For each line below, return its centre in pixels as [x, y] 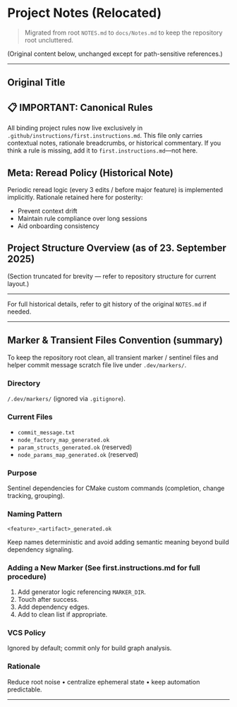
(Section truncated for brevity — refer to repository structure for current [112, 276]
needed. [19, 311]
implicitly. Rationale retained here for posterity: [75, 197]
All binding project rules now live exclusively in [75, 128]
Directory [24, 383]
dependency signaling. [41, 549]
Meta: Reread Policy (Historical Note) [91, 173]
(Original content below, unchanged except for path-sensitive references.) [115, 54]
